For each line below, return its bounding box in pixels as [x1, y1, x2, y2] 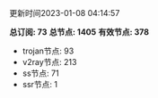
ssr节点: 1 [22, 79, 58, 89]
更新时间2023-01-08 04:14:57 [9, 8, 120, 18]
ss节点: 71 [22, 68, 60, 78]
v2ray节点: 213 [22, 57, 77, 67]
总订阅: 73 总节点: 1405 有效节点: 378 [9, 27, 150, 37]
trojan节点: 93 [22, 45, 75, 56]
